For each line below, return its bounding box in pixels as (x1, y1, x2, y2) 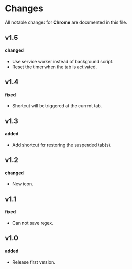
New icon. (12, 181, 33, 187)
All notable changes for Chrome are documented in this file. (5, 19, 127, 25)
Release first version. (12, 259, 56, 265)
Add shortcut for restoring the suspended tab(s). (12, 142, 112, 148)
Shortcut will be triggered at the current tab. (12, 103, 102, 109)
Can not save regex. (12, 220, 53, 226)
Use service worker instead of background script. (12, 58, 114, 64)
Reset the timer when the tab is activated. (12, 64, 97, 70)
